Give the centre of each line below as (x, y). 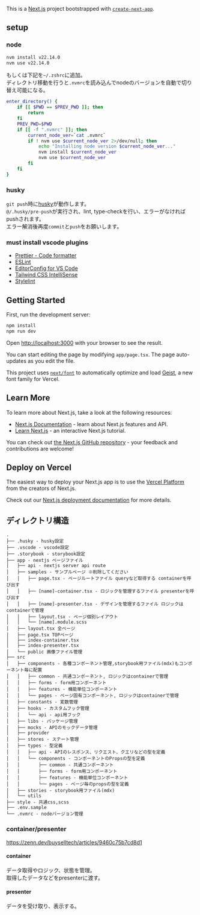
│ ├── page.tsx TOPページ (40, 635)
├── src (16, 657)
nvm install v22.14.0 (33, 57)
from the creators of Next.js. (41, 488)
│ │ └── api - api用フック (44, 715)
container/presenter (36, 829)
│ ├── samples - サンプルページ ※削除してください (67, 572)
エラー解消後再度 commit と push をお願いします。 (64, 226)
